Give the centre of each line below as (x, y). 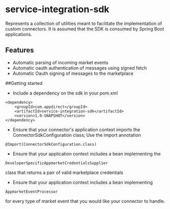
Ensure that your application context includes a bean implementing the (87, 154)
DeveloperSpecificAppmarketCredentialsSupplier (57, 163)
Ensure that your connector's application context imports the (76, 129)
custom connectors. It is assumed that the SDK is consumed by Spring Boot (85, 28)
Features (20, 50)
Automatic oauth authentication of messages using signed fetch (80, 68)
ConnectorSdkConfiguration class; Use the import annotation (77, 135)
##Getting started (24, 83)
